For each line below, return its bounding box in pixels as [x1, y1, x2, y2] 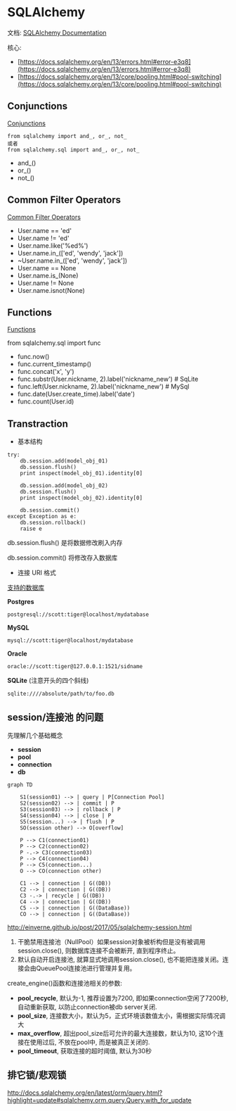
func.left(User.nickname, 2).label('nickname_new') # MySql [17, 382, 190, 391]
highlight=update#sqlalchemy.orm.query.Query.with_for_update [7, 1096, 192, 1104]
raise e [20, 525, 42, 532]
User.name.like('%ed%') [17, 241, 88, 250]
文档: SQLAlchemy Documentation [7, 28, 107, 37]
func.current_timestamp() [17, 360, 92, 368]
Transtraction [7, 418, 68, 429]
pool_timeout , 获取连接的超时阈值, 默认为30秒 [17, 1047, 152, 1055]
